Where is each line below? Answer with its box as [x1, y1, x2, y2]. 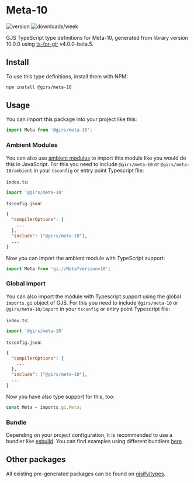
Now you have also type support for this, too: [6, 393, 115, 400]
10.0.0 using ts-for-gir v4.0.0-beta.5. [6, 40, 94, 47]
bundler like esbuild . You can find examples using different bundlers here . [6, 437, 184, 444]
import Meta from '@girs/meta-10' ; [6, 127, 93, 133]
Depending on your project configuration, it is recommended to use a [6, 431, 172, 439]
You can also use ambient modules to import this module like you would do [6, 154, 186, 161]
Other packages [6, 454, 66, 465]
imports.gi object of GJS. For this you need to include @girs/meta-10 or [6, 299, 179, 306]
